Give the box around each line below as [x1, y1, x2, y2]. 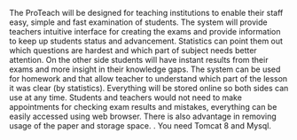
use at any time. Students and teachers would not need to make [9, 92, 242, 103]
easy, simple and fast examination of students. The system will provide [9, 17, 268, 27]
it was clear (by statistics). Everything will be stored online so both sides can [9, 83, 289, 93]
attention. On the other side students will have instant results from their [9, 55, 269, 65]
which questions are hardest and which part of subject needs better [9, 45, 257, 56]
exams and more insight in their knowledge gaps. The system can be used [9, 64, 281, 74]
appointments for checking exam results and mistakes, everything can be [9, 102, 277, 112]
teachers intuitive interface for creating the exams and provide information [9, 27, 281, 36]
